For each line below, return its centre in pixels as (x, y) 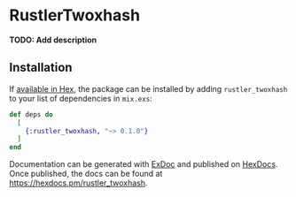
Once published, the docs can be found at (86, 174)
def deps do (31, 114)
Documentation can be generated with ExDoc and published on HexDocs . (144, 164)
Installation (41, 68)
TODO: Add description (53, 40)
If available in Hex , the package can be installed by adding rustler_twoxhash (148, 88)
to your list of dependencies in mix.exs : (81, 98)
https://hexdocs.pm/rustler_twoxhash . (78, 183)
